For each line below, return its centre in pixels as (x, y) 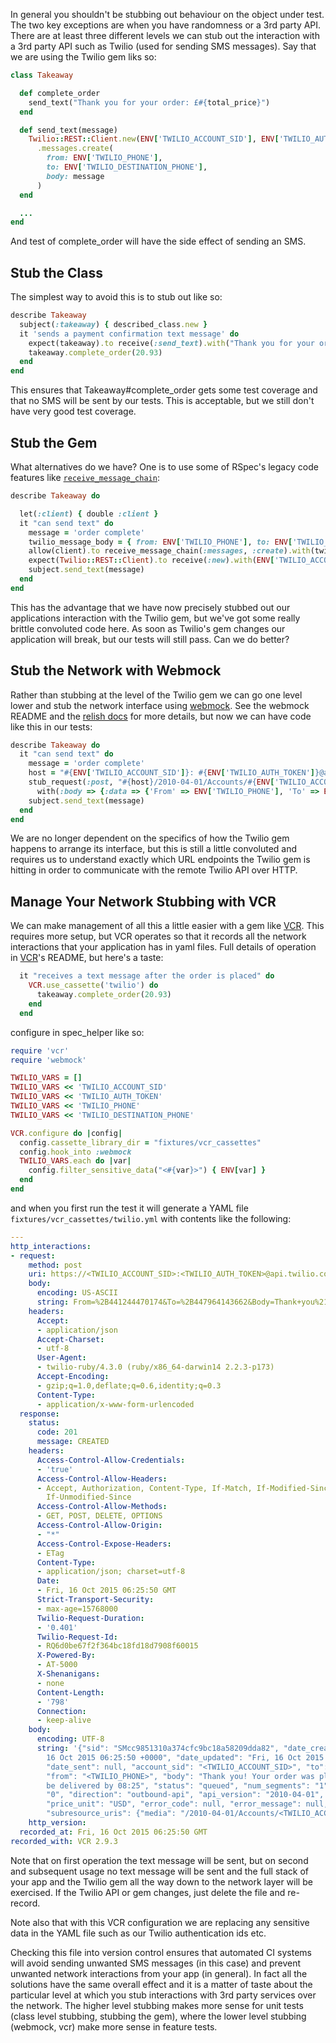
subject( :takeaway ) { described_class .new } (113, 324)
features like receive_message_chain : (85, 477)
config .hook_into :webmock (75, 1152)
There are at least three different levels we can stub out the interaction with (165, 35)
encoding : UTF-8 (70, 1739)
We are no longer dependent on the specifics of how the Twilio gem (150, 838)
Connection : (61, 1711)
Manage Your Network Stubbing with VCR (143, 901)
